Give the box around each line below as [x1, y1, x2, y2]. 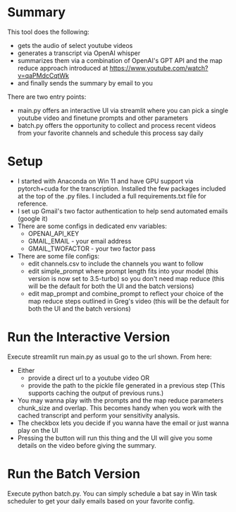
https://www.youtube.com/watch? [109, 64, 209, 72]
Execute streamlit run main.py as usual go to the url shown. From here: [7, 352, 212, 361]
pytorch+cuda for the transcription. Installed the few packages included [17, 184, 227, 193]
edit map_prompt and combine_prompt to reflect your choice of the [27, 289, 224, 297]
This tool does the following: [7, 28, 89, 36]
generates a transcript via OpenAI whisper [17, 49, 141, 57]
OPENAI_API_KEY [27, 229, 80, 237]
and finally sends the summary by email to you [17, 78, 153, 87]
